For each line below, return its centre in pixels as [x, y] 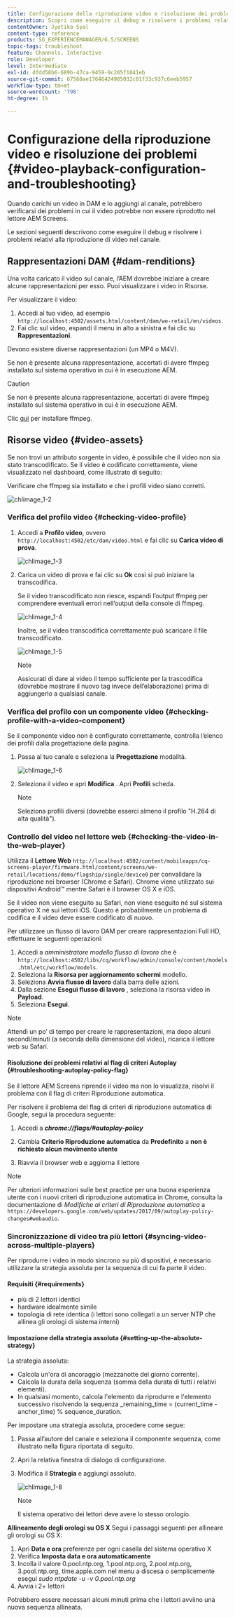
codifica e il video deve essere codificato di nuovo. [80, 918]
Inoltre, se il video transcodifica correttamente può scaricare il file [112, 630]
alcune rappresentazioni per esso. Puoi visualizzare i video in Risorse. [108, 285]
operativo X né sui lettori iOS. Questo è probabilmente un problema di [107, 910]
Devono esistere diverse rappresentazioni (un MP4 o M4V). [93, 349]
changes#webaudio [33, 1219]
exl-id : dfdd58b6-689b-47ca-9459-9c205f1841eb [76, 72]
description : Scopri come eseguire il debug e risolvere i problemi [109, 20]
